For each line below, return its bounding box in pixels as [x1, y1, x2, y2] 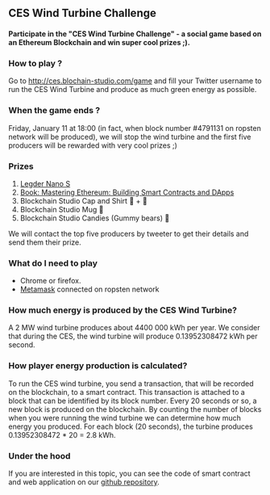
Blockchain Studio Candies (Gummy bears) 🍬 [19, 213, 170, 223]
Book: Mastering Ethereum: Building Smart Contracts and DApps [19, 187, 235, 197]
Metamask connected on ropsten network [19, 284, 160, 294]
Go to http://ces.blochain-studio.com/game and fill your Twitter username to [8, 76, 262, 86]
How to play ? [8, 57, 63, 69]
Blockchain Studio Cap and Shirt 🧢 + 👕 [19, 195, 147, 205]
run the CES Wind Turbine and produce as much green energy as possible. [8, 85, 257, 94]
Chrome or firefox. [19, 276, 81, 286]
